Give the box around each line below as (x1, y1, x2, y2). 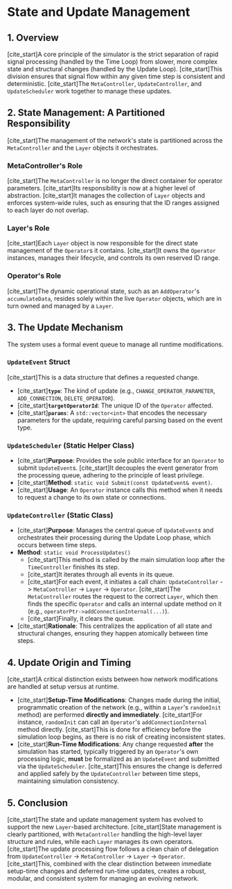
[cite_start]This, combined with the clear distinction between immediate (7, 860, 212, 868)
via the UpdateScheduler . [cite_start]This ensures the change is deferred (17, 762, 222, 771)
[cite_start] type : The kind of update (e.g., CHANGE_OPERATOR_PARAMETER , (17, 386, 216, 395)
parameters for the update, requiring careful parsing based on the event (17, 416, 223, 424)
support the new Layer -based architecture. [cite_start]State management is (7, 822, 222, 831)
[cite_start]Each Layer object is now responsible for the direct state (7, 239, 199, 247)
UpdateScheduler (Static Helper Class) (7, 441, 135, 450)
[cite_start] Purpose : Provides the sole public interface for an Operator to (17, 457, 224, 465)
